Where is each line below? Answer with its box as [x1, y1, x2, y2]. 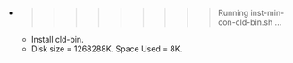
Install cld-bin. [30, 35, 84, 44]
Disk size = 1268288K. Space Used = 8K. [30, 43, 183, 54]
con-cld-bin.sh [217, 17, 273, 28]
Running [217, 8, 249, 18]
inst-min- [249, 8, 285, 18]
